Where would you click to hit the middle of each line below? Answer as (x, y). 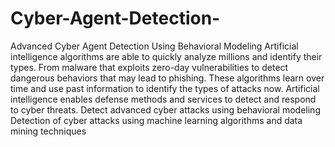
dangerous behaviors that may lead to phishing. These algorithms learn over (167, 78)
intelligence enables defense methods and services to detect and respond (163, 99)
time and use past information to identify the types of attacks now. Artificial (165, 88)
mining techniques (48, 131)
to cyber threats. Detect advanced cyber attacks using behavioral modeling (165, 109)
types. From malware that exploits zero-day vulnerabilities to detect (149, 67)
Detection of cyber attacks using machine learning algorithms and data (156, 120)
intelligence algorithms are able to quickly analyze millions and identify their (166, 56)
